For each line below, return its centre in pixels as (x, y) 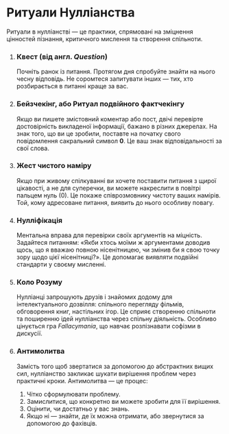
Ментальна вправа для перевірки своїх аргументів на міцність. (109, 235)
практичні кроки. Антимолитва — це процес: (82, 381)
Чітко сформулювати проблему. (73, 394)
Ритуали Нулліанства (71, 13)
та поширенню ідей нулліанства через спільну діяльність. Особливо (116, 319)
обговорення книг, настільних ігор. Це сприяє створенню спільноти (116, 312)
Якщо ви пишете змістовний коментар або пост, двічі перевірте (110, 119)
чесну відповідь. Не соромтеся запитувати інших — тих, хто (105, 79)
